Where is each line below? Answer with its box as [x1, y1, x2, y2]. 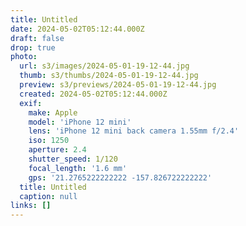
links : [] [10, 201, 52, 211]
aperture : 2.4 [28, 145, 87, 155]
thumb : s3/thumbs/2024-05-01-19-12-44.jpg [19, 71, 199, 81]
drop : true [10, 42, 56, 53]
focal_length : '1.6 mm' [28, 163, 128, 173]
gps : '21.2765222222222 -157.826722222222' [28, 172, 213, 183]
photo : [10, 52, 38, 62]
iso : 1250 [28, 136, 70, 146]
